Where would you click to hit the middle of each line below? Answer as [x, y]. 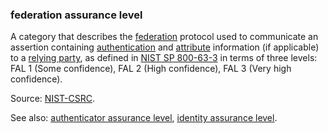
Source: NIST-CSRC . [52, 99]
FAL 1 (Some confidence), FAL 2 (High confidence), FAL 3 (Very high [151, 69]
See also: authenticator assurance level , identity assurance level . [144, 118]
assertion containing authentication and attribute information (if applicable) [165, 47]
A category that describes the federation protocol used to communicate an [164, 37]
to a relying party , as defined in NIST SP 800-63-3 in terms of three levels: [164, 58]
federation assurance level [76, 15]
